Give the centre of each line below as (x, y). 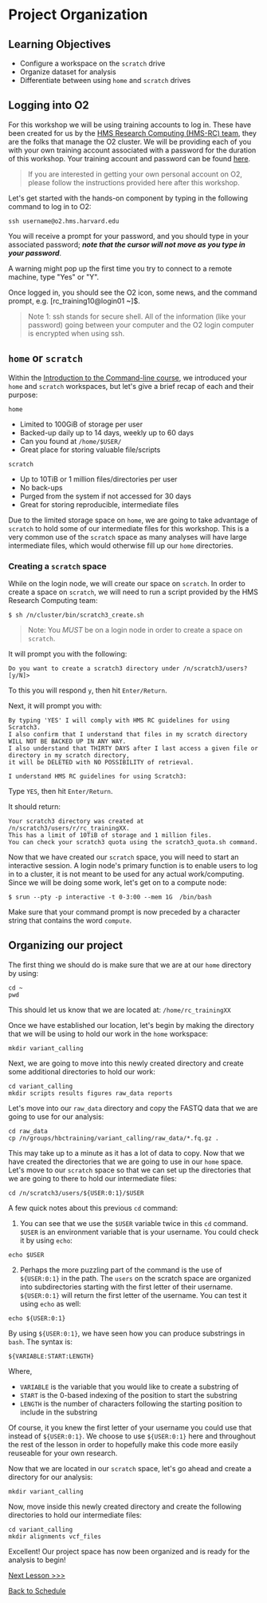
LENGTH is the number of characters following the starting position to (131, 1403)
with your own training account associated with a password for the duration (132, 150)
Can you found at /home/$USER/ (71, 441)
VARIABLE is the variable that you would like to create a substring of (129, 1387)
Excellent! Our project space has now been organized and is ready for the (129, 1551)
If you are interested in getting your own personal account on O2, (135, 174)
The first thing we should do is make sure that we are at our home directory (130, 965)
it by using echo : (46, 1240)
